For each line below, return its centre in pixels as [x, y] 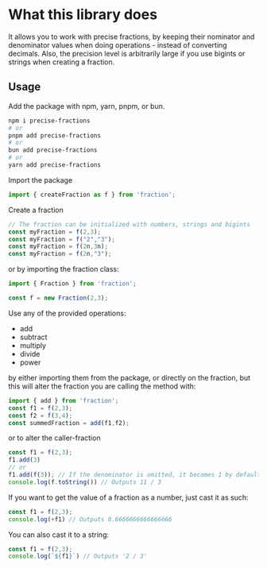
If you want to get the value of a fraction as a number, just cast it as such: [128, 497]
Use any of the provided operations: [67, 313]
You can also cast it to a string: [59, 535]
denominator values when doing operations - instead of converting [118, 44]
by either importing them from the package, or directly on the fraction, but [130, 377]
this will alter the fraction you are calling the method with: [102, 386]
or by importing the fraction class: [64, 269]
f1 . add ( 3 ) [25, 460]
